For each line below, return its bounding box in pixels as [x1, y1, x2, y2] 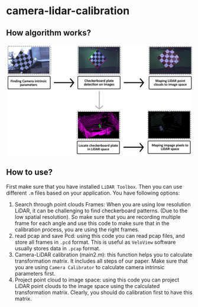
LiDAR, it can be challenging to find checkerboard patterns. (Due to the [14, 207, 188, 214]
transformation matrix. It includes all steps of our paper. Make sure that [14, 257, 188, 264]
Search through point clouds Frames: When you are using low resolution [14, 201, 191, 208]
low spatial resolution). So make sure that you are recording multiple [14, 213, 181, 220]
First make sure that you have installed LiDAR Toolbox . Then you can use [6, 183, 183, 190]
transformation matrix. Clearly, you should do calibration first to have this [14, 289, 193, 296]
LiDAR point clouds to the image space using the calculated [14, 282, 160, 289]
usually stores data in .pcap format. [14, 244, 100, 252]
